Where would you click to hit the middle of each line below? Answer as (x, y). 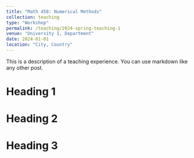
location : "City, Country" (39, 45)
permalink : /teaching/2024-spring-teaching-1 (63, 28)
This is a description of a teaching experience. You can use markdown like (97, 61)
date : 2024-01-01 (28, 39)
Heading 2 (32, 119)
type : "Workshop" (28, 22)
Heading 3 (32, 146)
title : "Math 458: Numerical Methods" (54, 12)
